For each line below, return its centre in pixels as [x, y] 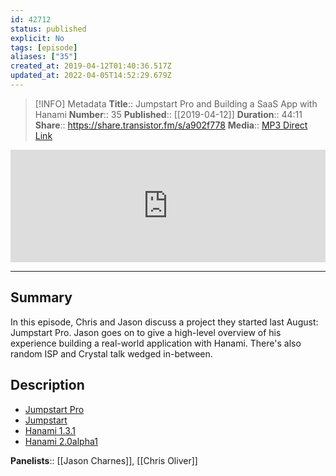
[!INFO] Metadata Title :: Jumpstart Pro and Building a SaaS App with [176, 103]
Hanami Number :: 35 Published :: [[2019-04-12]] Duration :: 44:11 [168, 114]
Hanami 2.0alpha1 [61, 441]
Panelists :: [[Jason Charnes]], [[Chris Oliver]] [104, 460]
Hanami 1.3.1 [50, 430]
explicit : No [37, 38]
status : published [48, 29]
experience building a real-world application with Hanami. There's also [156, 343]
